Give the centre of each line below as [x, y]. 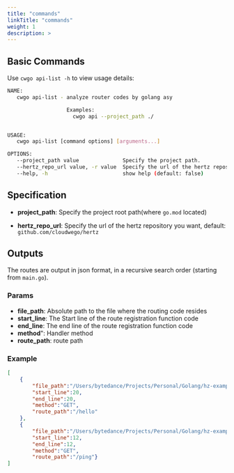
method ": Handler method [55, 333]
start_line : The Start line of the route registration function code [108, 318]
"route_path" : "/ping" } [65, 457]
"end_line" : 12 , [54, 444]
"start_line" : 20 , [57, 392]
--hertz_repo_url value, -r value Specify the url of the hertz [113, 167]
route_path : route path [50, 340]
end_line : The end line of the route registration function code [105, 325]
